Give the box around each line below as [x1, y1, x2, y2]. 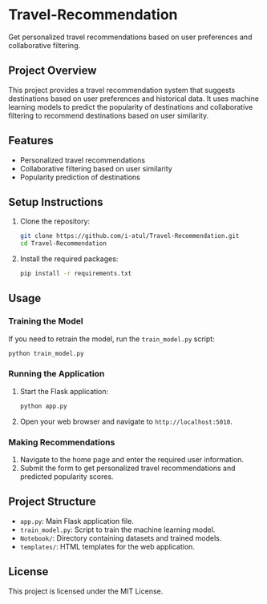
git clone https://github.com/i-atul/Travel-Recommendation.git [19, 232, 240, 240]
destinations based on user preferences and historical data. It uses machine [8, 94, 259, 103]
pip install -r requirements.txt [19, 270, 132, 278]
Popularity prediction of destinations [19, 172, 140, 182]
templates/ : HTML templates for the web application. [19, 542, 195, 551]
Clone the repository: [19, 216, 91, 226]
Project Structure [8, 495, 96, 509]
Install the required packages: [19, 254, 119, 264]
